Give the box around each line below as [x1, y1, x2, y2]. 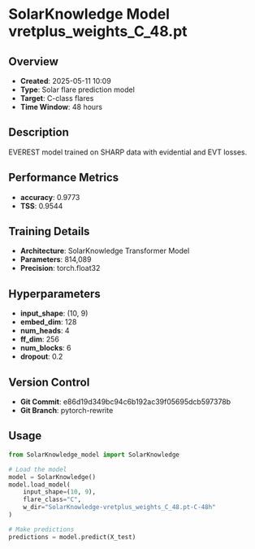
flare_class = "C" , [23, 495, 82, 504]
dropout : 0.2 [19, 351, 63, 362]
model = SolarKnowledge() [8, 473, 96, 481]
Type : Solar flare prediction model [19, 85, 136, 94]
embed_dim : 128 [19, 317, 77, 327]
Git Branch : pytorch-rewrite [19, 406, 114, 416]
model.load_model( [8, 481, 71, 489]
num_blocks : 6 [19, 343, 71, 353]
